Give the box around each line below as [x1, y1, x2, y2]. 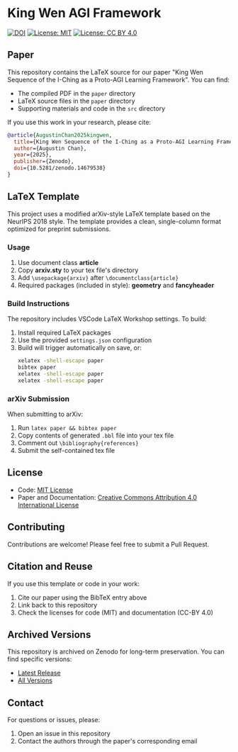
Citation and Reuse [7, 561, 93, 573]
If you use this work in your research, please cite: [7, 118, 151, 126]
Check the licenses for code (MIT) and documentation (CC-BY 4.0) [17, 608, 214, 617]
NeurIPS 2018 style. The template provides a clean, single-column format [7, 217, 222, 225]
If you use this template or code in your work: [7, 579, 140, 588]
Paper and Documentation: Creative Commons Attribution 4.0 [17, 493, 197, 501]
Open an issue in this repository [17, 729, 111, 738]
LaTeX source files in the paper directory [17, 96, 136, 105]
